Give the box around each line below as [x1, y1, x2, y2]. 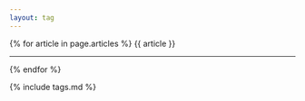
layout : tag [9, 13, 54, 23]
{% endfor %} [9, 64, 62, 75]
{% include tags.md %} [9, 81, 97, 92]
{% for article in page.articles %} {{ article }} [9, 38, 176, 49]
